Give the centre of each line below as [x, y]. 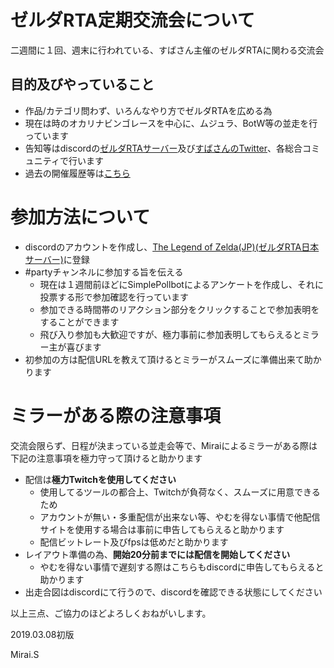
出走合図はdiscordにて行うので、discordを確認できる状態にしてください [173, 592]
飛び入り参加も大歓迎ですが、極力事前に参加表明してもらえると [170, 334]
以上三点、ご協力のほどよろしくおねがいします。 [111, 613]
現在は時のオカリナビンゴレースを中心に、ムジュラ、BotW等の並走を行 [171, 123]
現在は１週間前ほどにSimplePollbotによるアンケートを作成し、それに [181, 284]
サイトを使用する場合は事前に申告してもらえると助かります [162, 529]
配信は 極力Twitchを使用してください [100, 479]
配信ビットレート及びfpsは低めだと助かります [134, 542]
